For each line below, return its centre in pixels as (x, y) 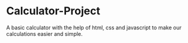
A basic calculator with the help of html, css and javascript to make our (94, 27)
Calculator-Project (53, 11)
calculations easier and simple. (44, 33)
